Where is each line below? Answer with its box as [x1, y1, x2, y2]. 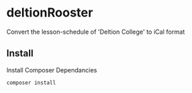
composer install [6, 79, 56, 86]
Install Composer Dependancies [6, 65, 98, 74]
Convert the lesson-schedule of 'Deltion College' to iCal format [6, 28, 185, 36]
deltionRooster [6, 5, 94, 21]
